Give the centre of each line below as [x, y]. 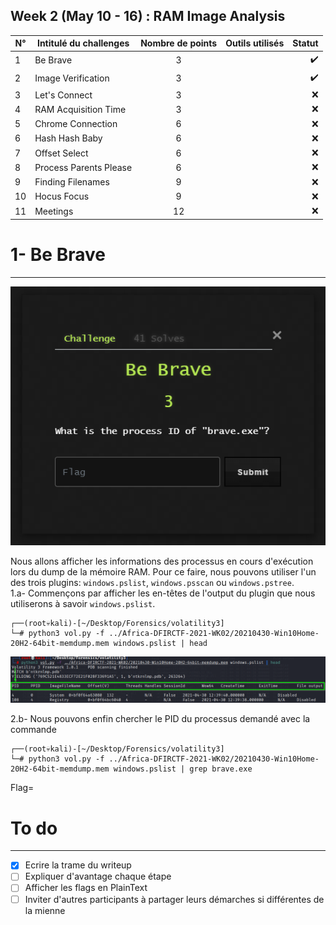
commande [33, 730]
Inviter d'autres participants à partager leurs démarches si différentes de [174, 899]
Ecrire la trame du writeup [78, 865]
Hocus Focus [62, 196]
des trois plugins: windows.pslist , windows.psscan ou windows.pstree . [152, 582]
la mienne [45, 910]
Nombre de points [179, 43]
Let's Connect [63, 95]
